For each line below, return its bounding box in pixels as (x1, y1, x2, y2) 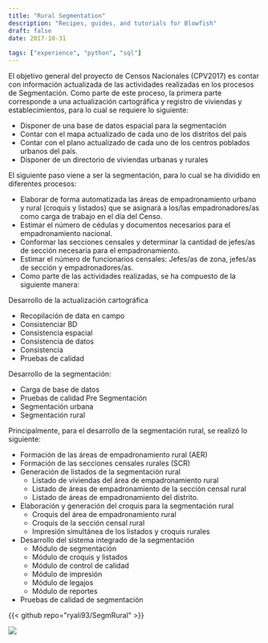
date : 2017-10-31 (8, 34, 67, 43)
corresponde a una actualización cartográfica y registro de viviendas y (8, 97, 242, 106)
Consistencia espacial (19, 328, 93, 337)
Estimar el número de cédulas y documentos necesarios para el (19, 220, 231, 230)
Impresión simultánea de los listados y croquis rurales (31, 527, 210, 536)
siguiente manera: (19, 280, 80, 289)
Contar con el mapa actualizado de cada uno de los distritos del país (19, 129, 247, 139)
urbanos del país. (19, 146, 78, 156)
